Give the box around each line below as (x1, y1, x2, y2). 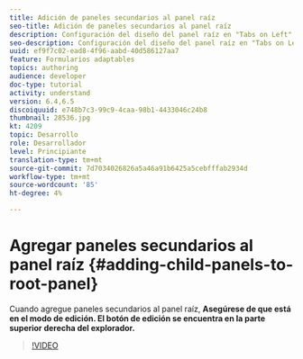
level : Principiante (9, 147, 87, 156)
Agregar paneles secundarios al (9, 236, 254, 256)
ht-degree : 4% (9, 189, 63, 198)
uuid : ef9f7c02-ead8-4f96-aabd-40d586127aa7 (9, 47, 179, 56)
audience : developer (9, 72, 87, 81)
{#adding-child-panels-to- (88, 255, 294, 275)
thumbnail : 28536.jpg (9, 113, 91, 122)
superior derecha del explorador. (9, 322, 135, 333)
